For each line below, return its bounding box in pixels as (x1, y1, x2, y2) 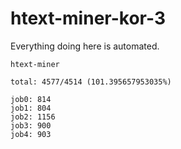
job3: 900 (10, 120, 52, 131)
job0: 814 (10, 94, 52, 104)
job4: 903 (10, 129, 52, 139)
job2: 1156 (10, 112, 56, 122)
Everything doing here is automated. (10, 40, 160, 52)
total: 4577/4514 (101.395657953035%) (10, 77, 172, 87)
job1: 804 (10, 103, 52, 113)
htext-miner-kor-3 (10, 7, 166, 30)
